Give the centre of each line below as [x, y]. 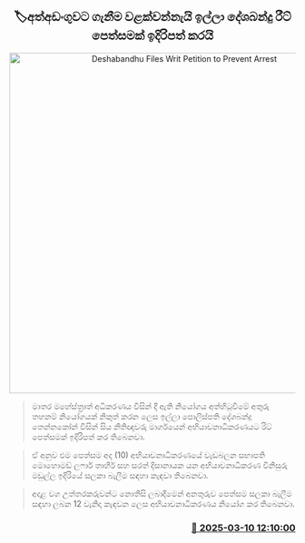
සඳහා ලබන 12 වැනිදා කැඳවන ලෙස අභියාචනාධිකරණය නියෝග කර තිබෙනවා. [163, 503]
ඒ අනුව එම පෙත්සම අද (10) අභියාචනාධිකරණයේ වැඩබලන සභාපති [148, 455]
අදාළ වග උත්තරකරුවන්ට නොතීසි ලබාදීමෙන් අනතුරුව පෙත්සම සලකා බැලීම [162, 493]
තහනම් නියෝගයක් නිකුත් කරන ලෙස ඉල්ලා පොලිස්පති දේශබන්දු [142, 416]
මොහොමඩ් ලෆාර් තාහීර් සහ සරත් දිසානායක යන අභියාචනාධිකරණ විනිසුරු [159, 465]
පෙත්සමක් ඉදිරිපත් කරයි [152, 36]
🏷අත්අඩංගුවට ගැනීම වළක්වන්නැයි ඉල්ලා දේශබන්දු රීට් [152, 17]
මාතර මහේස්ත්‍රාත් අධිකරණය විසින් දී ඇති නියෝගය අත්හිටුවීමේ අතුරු [150, 406]
